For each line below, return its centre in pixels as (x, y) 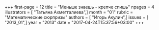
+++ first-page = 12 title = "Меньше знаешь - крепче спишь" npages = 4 (79, 7)
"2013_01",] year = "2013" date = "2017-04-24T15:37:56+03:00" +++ (74, 22)
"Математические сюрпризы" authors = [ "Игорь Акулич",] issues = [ (76, 17)
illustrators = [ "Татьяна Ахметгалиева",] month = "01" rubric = (69, 12)
